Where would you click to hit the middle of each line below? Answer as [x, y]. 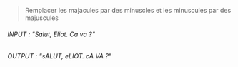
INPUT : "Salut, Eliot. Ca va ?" [51, 34]
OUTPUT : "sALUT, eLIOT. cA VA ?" [60, 56]
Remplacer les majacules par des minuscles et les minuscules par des [128, 10]
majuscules [42, 18]
